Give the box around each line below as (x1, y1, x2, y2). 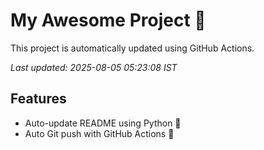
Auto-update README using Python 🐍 (24, 117, 182, 129)
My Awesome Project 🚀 (10, 9, 207, 32)
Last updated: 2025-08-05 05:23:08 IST (10, 61, 178, 73)
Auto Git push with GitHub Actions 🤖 (24, 127, 175, 139)
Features (10, 90, 67, 108)
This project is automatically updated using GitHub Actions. (10, 42, 255, 54)
